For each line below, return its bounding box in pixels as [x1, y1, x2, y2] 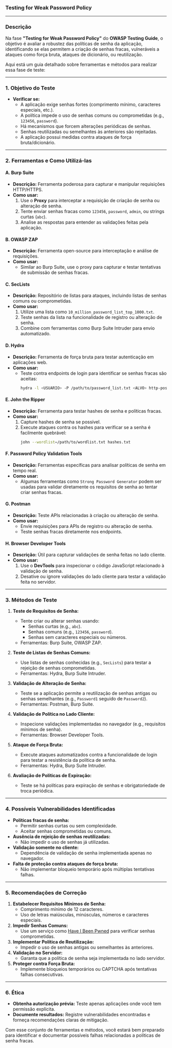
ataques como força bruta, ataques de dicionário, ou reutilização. [5, 51, 143, 57]
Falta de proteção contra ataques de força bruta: [12, 861, 119, 867]
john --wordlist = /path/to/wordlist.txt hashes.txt [20, 439, 131, 444]
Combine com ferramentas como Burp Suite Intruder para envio [20, 325, 155, 331]
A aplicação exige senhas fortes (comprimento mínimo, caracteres [20, 101, 161, 108]
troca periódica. [20, 788, 54, 794]
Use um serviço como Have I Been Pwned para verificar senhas [20, 928, 155, 934]
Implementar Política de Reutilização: [12, 939, 94, 945]
